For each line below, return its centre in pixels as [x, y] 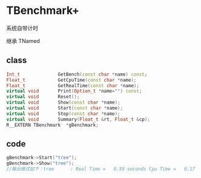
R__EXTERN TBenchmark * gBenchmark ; [52, 125]
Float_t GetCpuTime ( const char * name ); [71, 80]
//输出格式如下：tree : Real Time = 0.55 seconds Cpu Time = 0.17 [101, 169]
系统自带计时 [22, 28]
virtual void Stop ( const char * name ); [63, 114]
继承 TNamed [23, 41]
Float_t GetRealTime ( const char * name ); [73, 85]
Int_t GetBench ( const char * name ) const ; [77, 74]
